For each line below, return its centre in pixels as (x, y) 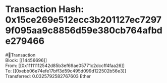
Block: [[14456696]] (26, 60)
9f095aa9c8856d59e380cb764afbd (84, 30)
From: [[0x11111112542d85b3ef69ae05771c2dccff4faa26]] (65, 65)
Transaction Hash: (45, 9)
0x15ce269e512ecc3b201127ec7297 (83, 20)
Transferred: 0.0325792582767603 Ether (48, 76)
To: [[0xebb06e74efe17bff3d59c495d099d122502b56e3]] (66, 70)
